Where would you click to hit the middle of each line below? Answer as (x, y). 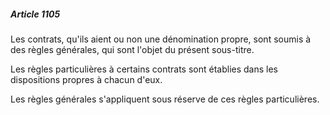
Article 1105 (35, 14)
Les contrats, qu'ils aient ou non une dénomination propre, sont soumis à (161, 39)
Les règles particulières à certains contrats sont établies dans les (144, 69)
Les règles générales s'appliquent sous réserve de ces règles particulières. (165, 99)
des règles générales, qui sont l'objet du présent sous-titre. (132, 49)
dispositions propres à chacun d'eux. (86, 79)
